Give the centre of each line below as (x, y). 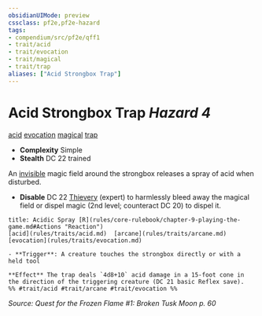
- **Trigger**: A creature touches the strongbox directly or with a (125, 254)
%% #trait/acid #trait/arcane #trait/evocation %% (93, 288)
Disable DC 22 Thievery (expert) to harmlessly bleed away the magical (135, 197)
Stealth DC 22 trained (55, 158)
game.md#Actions (35, 226)
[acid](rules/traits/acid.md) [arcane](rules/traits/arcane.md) (117, 233)
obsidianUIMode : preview (49, 15)
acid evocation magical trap (53, 134)
